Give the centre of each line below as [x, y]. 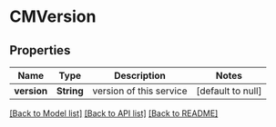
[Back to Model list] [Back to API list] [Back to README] [114, 113]
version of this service [140, 91]
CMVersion [53, 17]
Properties [40, 50]
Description [140, 76]
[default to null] [229, 91]
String [70, 91]
